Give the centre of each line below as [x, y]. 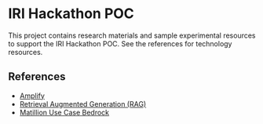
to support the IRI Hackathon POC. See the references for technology [120, 43]
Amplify [32, 96]
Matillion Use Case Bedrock [64, 112]
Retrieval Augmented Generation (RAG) [83, 104]
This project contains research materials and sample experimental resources [132, 35]
